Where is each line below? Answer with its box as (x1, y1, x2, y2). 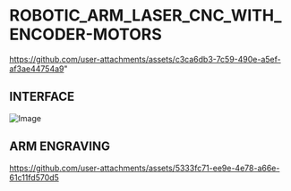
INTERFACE (9, 89, 74, 104)
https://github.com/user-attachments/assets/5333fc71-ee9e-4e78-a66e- (9, 162, 280, 173)
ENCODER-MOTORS (9, 24, 163, 45)
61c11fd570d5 (9, 171, 60, 183)
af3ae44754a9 (9, 63, 64, 74)
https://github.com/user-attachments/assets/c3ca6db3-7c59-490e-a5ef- (9, 54, 282, 64)
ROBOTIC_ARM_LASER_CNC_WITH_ (9, 5, 282, 26)
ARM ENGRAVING (9, 139, 110, 154)
